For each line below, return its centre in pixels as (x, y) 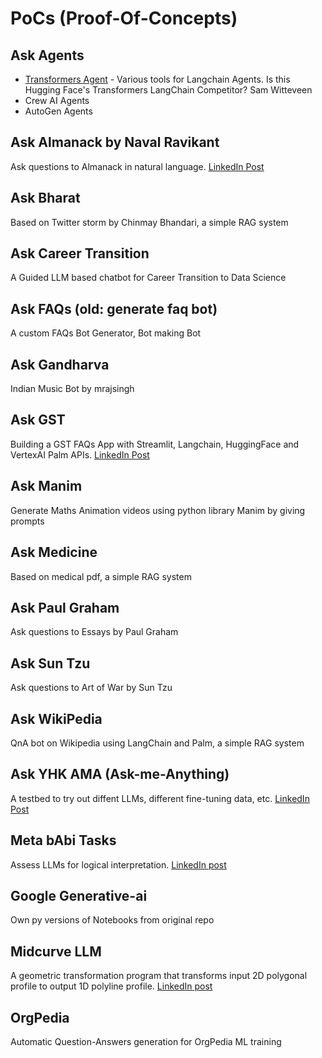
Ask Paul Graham (65, 607)
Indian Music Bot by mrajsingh (72, 389)
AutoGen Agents (58, 111)
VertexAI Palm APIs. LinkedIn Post (80, 454)
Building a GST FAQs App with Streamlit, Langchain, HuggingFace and (155, 444)
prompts (27, 521)
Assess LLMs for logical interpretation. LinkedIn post (118, 864)
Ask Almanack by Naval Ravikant (115, 142)
